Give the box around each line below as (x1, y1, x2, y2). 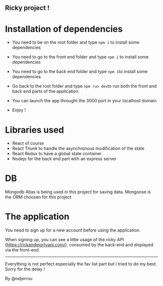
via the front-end (5, 247, 39, 253)
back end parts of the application (12, 89, 79, 94)
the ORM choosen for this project (5, 194, 72, 200)
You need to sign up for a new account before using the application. (5, 227, 141, 233)
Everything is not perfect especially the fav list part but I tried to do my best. (5, 261, 157, 267)
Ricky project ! (5, 4, 50, 12)
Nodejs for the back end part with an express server (12, 156, 116, 162)
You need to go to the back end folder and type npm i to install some (12, 69, 148, 74)
